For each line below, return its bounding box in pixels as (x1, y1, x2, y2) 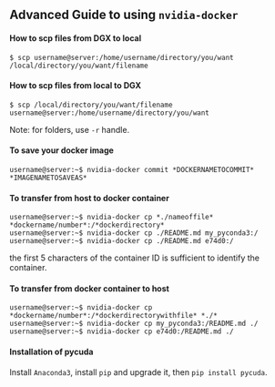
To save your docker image (9, 145, 114, 156)
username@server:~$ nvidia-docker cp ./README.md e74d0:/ (9, 237, 234, 246)
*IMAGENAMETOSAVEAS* (9, 173, 88, 182)
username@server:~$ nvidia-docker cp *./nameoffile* (9, 213, 214, 222)
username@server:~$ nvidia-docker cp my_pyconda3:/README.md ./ (9, 319, 259, 329)
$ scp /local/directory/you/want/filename (9, 100, 173, 109)
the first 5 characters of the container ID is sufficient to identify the (9, 252, 260, 263)
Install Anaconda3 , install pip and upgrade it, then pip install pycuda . (9, 366, 268, 377)
